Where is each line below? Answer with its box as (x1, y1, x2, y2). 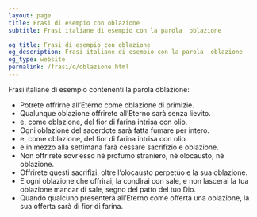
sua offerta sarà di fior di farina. (19, 201, 124, 211)
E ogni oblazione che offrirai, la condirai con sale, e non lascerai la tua (19, 176, 249, 185)
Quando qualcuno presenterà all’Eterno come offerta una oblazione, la (19, 192, 250, 203)
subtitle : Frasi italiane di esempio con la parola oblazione (8, 26, 222, 34)
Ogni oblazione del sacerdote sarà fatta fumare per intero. (19, 125, 210, 135)
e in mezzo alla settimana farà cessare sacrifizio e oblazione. (19, 142, 220, 152)
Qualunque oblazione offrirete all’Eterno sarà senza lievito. (19, 108, 212, 118)
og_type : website (8, 56, 66, 64)
